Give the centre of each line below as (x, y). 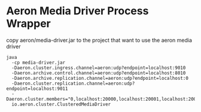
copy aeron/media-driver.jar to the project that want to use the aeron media (99, 40)
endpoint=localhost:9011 (37, 88)
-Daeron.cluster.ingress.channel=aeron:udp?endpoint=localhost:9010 (99, 68)
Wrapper (28, 24)
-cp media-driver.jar (39, 63)
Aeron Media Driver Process (77, 11)
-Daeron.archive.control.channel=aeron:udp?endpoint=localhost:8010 (99, 73)
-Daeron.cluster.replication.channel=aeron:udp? (73, 83)
